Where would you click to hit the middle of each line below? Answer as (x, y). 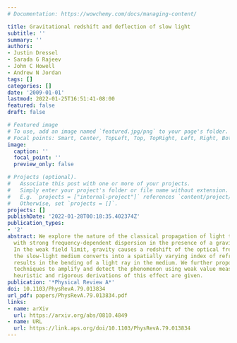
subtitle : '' (26, 33)
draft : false (26, 112)
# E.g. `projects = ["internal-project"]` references (91, 197)
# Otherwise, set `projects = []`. (63, 203)
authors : (20, 47)
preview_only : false (44, 164)
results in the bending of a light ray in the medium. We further (113, 262)
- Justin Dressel (33, 53)
